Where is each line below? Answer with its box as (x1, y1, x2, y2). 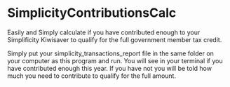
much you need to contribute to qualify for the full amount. (7, 72, 177, 80)
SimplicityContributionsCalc (7, 5, 177, 21)
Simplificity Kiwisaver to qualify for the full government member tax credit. (7, 35, 222, 43)
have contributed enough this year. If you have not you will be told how (7, 64, 212, 72)
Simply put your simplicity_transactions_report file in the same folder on (7, 49, 214, 58)
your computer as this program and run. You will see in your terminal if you (7, 56, 223, 65)
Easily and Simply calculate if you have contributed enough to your (7, 28, 201, 36)
